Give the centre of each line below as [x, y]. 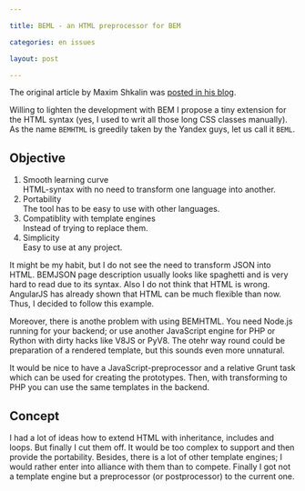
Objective [38, 158]
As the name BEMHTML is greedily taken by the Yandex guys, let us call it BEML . [152, 129]
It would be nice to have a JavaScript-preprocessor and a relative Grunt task [152, 368]
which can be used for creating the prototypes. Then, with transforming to [149, 377]
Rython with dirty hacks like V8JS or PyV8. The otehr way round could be [147, 341]
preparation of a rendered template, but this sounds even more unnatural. [147, 350]
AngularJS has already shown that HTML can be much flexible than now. [146, 294]
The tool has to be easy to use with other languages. [121, 209]
